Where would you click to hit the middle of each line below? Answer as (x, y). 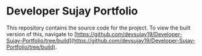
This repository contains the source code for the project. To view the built (99, 28)
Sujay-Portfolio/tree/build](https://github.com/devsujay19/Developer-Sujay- (101, 40)
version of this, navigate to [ (41, 34)
